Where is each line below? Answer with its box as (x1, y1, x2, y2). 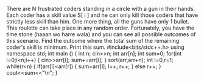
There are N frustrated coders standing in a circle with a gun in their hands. (6, 5, 195, 12)
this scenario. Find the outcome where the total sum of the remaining (6, 37, 180, 44)
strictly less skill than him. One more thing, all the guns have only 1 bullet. (6, 18, 190, 25)
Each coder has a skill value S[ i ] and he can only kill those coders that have (6, 11, 199, 19)
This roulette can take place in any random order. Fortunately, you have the (6, 24, 195, 31)
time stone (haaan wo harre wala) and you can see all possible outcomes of (6, 31, 196, 38)
